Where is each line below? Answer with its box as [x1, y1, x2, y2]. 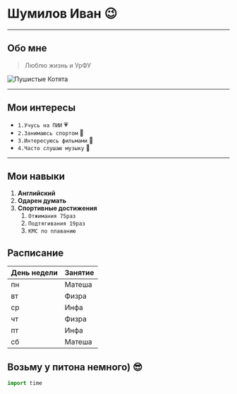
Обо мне [7, 42, 47, 54]
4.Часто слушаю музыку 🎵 [17, 143, 90, 152]
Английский [17, 189, 56, 197]
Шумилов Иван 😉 [7, 6, 118, 22]
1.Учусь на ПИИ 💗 [17, 121, 68, 129]
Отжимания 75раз [28, 213, 76, 220]
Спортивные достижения [17, 204, 97, 213]
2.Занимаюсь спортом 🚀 [17, 128, 84, 137]
